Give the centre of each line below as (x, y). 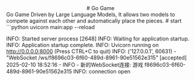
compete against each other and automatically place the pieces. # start (94, 21)
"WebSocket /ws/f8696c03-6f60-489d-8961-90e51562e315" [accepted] (97, 57)
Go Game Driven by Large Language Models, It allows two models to (91, 14)
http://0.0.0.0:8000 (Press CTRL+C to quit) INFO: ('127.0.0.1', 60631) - (91, 51)
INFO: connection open (102, 71)
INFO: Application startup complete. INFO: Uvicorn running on (83, 45)
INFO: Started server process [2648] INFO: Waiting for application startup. (98, 39)
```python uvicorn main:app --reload (51, 27)
